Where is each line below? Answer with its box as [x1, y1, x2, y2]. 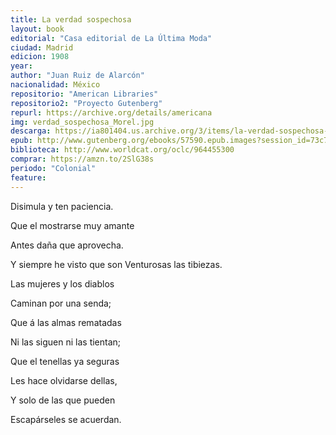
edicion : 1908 [10, 52, 70, 62]
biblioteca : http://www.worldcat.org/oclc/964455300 [10, 145, 235, 155]
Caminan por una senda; [10, 297, 112, 309]
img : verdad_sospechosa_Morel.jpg [10, 117, 155, 127]
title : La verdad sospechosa [10, 14, 132, 25]
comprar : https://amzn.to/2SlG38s [10, 154, 155, 164]
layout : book [10, 24, 65, 34]
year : [10, 61, 33, 71]
